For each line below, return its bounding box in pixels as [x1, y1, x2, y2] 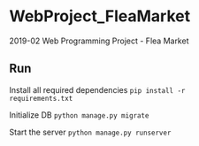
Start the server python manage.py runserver [9, 127, 172, 137]
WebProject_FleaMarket [9, 6, 191, 27]
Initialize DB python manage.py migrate [9, 109, 149, 120]
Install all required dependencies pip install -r [9, 84, 186, 95]
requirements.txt [9, 94, 73, 103]
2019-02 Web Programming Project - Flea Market [9, 35, 189, 46]
